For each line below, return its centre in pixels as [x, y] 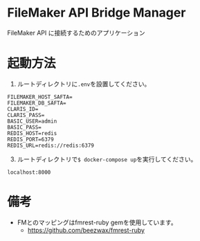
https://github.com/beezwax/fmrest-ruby [86, 230]
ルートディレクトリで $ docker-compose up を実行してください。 [107, 159]
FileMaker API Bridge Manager [97, 13]
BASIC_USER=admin [32, 121]
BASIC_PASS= [24, 127]
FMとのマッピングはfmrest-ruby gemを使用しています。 [97, 222]
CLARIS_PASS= [26, 115]
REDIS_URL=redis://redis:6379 [51, 145]
